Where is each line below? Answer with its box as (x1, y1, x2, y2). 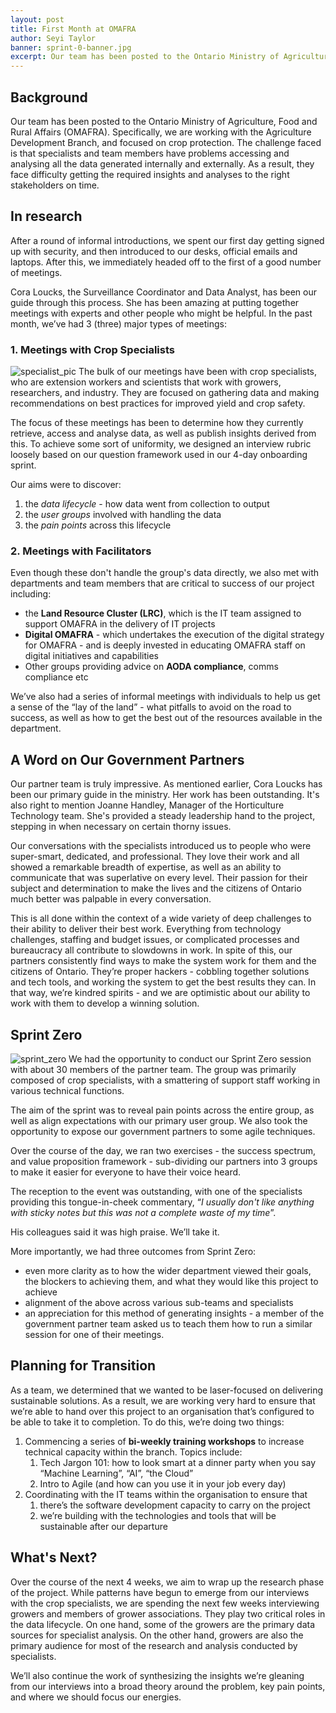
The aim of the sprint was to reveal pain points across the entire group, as (10, 1104, 315, 1116)
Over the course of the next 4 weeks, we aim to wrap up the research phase (10, 1576, 325, 1588)
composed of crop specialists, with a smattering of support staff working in (10, 1074, 321, 1086)
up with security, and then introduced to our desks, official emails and (10, 245, 298, 257)
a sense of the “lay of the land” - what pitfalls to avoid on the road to (10, 701, 292, 713)
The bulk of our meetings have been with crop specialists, (78, 366, 318, 378)
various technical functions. (10, 1084, 125, 1096)
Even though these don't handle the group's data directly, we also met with (10, 567, 320, 579)
